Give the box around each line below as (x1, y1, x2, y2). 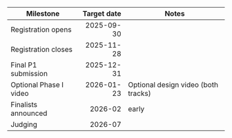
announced (10, 108, 48, 118)
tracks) (128, 89, 151, 98)
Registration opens (10, 25, 72, 34)
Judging (10, 120, 38, 129)
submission (10, 69, 48, 78)
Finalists (10, 100, 38, 109)
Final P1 (10, 60, 37, 70)
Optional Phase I (10, 80, 64, 89)
